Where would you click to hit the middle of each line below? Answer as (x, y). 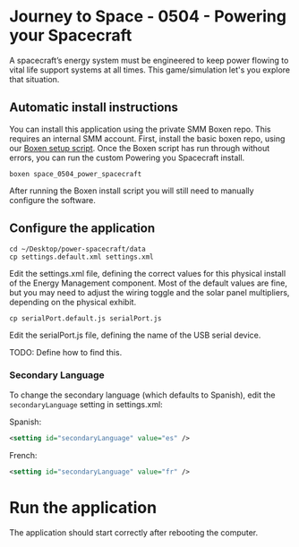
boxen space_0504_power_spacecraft (76, 174)
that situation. (34, 79)
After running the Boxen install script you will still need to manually (132, 191)
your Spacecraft (71, 35)
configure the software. (53, 200)
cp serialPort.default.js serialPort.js (86, 318)
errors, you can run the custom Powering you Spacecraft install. (127, 158)
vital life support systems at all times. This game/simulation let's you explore (150, 70)
